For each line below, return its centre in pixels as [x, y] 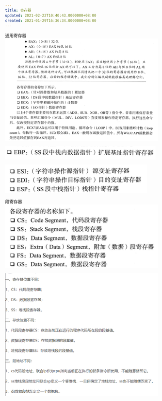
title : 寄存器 [18, 10]
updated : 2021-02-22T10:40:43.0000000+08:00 [51, 15]
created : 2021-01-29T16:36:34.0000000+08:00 [51, 20]
